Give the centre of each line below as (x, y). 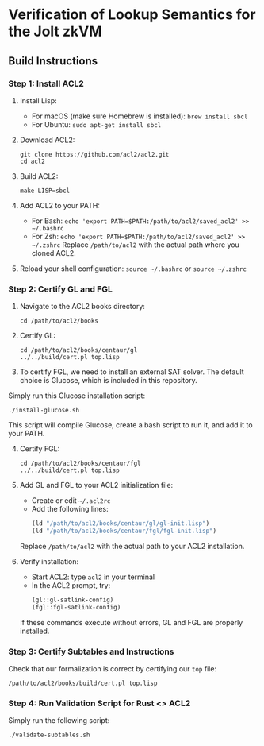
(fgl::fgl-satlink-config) (76, 607)
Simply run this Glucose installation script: (77, 396)
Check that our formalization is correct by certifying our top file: (112, 668)
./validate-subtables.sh (49, 735)
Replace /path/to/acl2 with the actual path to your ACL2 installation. (132, 546)
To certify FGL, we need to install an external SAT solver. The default (132, 372)
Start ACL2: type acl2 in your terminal (93, 577)
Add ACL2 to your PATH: (60, 205)
